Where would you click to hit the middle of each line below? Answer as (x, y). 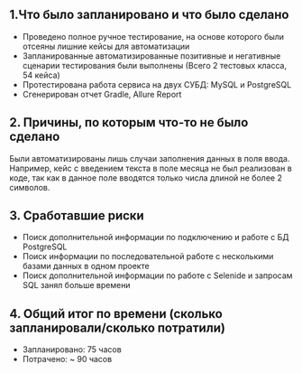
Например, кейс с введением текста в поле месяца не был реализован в (151, 168)
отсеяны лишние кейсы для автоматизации (106, 46)
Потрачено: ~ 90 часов (67, 359)
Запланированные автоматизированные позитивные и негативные (151, 56)
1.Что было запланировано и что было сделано (149, 15)
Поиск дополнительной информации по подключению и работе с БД (156, 238)
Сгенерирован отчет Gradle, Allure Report (102, 94)
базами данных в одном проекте (86, 266)
